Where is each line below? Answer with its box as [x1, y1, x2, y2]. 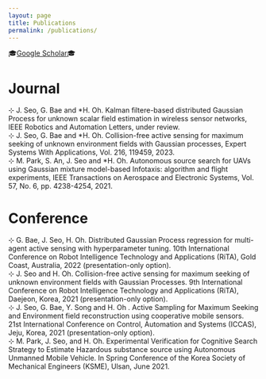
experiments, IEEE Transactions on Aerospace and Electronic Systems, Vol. [8, 173, 254, 182]
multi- [234, 235, 254, 245]
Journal [8, 79, 60, 98]
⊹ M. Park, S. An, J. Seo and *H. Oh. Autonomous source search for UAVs [8, 156, 252, 166]
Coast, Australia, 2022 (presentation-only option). [8, 261, 172, 270]
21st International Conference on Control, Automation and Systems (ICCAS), [8, 320, 256, 329]
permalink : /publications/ [8, 26, 98, 34]
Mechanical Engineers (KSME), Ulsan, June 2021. [8, 362, 170, 371]
